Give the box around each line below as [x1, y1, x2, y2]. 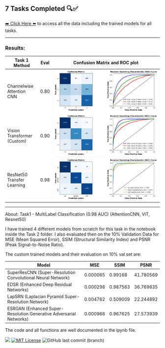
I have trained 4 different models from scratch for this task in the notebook [5, 226, 156, 232]
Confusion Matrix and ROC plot [73, 60, 139, 66]
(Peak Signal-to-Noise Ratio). [5, 241, 64, 247]
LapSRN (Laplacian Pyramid [7, 294, 64, 300]
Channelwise [7, 83, 33, 89]
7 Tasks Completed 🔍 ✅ [5, 4, 79, 13]
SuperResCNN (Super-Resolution [7, 269, 76, 275]
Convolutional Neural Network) [7, 274, 70, 280]
